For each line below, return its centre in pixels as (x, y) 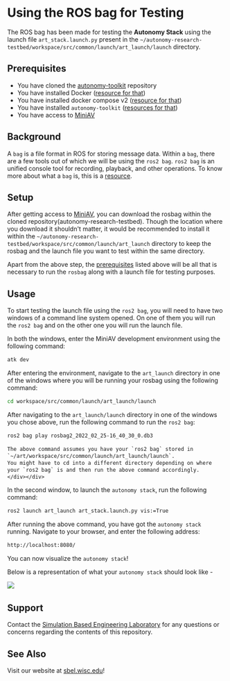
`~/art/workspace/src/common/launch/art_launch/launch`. (91, 456)
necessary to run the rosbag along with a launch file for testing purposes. (112, 272)
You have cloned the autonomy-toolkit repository (87, 85)
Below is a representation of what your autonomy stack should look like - (110, 572)
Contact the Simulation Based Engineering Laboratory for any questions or (113, 625)
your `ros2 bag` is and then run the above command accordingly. (103, 470)
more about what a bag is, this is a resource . (70, 176)
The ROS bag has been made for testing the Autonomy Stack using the (109, 32)
